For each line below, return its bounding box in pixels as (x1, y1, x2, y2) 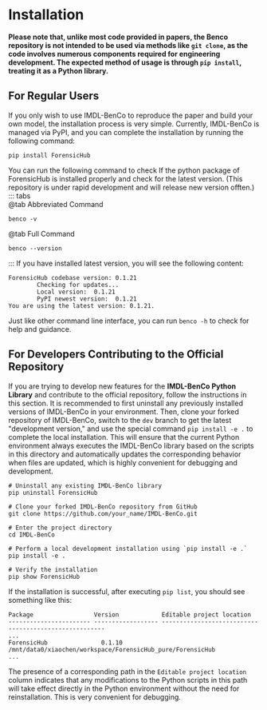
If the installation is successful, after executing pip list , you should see (8, 586, 245, 596)
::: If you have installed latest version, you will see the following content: (8, 258, 245, 268)
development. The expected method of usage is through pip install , (8, 58, 241, 67)
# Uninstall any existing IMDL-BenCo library (8, 481, 162, 489)
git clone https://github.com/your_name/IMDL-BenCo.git (8, 509, 198, 517)
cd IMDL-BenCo (8, 530, 56, 539)
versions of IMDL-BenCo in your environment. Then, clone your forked (8, 406, 239, 417)
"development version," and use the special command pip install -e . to (8, 424, 253, 433)
